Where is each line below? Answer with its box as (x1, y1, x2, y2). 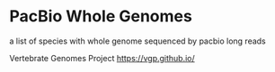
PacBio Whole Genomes (9, 6, 193, 27)
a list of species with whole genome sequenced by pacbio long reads (9, 36, 267, 46)
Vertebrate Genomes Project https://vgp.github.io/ (9, 52, 195, 63)
